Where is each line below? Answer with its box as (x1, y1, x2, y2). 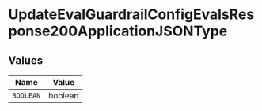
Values (8, 54, 44, 67)
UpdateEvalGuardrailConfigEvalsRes (8, 6, 255, 24)
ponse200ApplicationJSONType (8, 22, 228, 40)
